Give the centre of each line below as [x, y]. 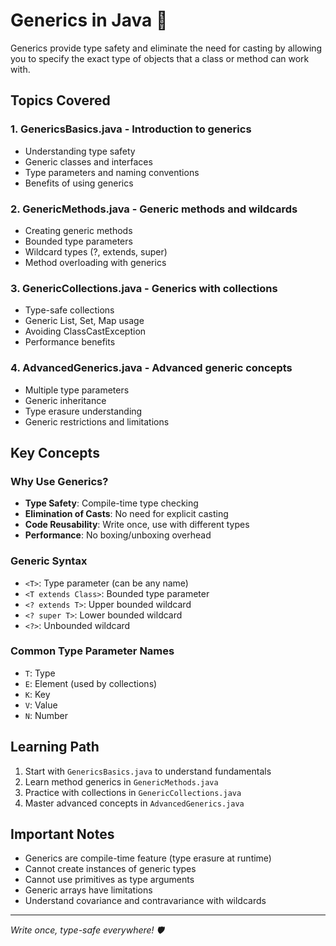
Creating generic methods [78, 230]
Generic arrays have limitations [88, 890]
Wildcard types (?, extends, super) [96, 251]
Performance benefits [70, 342]
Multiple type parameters [77, 390]
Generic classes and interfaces [88, 161]
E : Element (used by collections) [91, 683]
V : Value [41, 705]
